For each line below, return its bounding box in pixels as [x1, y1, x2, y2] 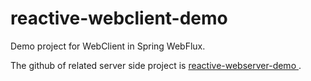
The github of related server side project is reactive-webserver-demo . [10, 59, 302, 71]
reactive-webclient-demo [10, 7, 228, 30]
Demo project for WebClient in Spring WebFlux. [10, 40, 206, 52]
